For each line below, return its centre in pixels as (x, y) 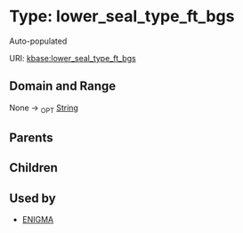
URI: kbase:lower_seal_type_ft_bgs (73, 58)
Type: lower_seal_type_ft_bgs (122, 16)
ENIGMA (38, 220)
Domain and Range (63, 86)
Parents (31, 137)
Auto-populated (38, 41)
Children (33, 168)
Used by (32, 198)
